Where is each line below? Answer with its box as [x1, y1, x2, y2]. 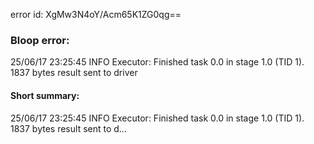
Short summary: [10, 89, 80, 101]
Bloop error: [10, 33, 70, 47]
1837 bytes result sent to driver [10, 67, 138, 79]
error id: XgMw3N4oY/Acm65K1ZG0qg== [10, 9, 182, 20]
